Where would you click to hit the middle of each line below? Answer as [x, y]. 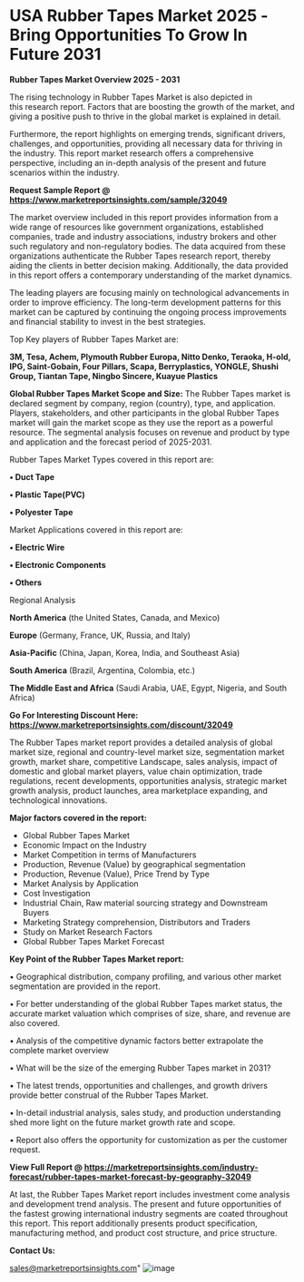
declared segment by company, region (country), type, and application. [142, 403]
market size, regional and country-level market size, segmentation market [147, 752]
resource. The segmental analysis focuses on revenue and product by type [150, 432]
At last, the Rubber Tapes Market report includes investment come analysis [150, 1194]
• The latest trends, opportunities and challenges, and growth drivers [138, 1085]
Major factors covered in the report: [78, 817]
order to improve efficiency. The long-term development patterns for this [145, 302]
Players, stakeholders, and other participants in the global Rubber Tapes [144, 413]
